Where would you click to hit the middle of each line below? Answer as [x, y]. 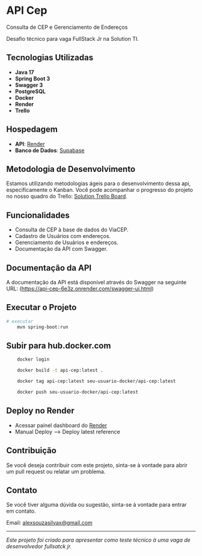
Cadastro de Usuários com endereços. [63, 236]
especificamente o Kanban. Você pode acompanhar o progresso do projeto [100, 190]
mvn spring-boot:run [43, 327]
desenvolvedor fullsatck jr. [39, 546]
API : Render [30, 144]
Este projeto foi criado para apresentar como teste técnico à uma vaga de [98, 540]
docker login [33, 359]
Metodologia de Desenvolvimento [71, 169]
